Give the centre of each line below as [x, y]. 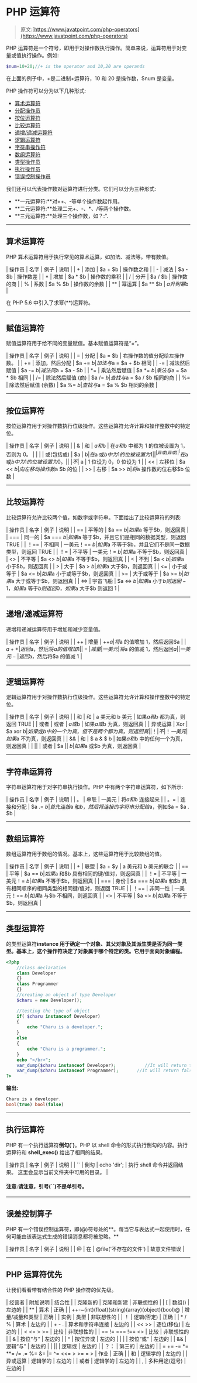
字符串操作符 [30, 147]
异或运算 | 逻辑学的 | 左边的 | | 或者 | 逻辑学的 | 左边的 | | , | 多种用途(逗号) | [96, 1361]
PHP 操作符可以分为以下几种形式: [46, 91]
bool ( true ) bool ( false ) [35, 1105]
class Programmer [38, 984]
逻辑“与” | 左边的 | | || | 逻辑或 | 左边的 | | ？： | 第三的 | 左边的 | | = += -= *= [97, 1346]
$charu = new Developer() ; [49, 1000]
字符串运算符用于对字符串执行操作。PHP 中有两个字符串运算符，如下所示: [95, 787]
